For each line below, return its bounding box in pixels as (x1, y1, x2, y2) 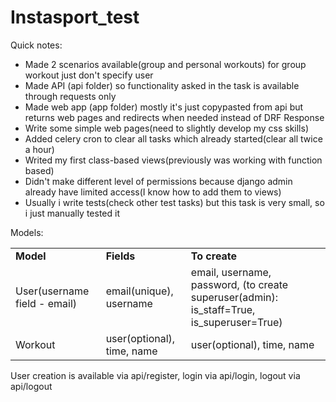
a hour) (24, 143, 55, 155)
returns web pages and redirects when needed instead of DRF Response (24, 111, 325, 123)
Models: (10, 226, 44, 238)
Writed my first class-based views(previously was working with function (24, 154, 323, 166)
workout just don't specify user (24, 69, 154, 81)
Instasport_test (10, 6, 140, 29)
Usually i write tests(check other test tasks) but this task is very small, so (24, 196, 325, 208)
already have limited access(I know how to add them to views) (24, 186, 282, 198)
